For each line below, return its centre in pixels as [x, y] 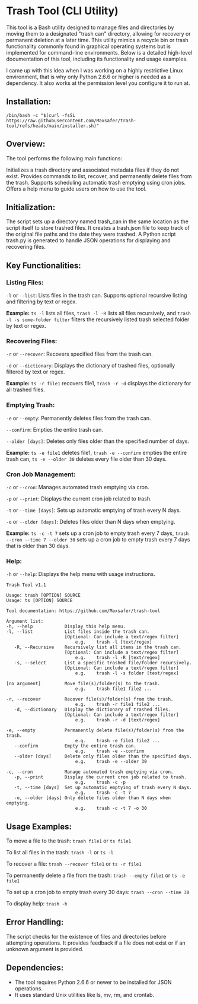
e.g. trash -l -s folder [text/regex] [127, 673]
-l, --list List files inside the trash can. [78, 632]
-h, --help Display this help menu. [66, 627]
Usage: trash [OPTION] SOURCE [44, 596]
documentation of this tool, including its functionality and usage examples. [97, 59]
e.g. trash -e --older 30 [111, 762]
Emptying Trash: [31, 405]
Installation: [29, 102]
